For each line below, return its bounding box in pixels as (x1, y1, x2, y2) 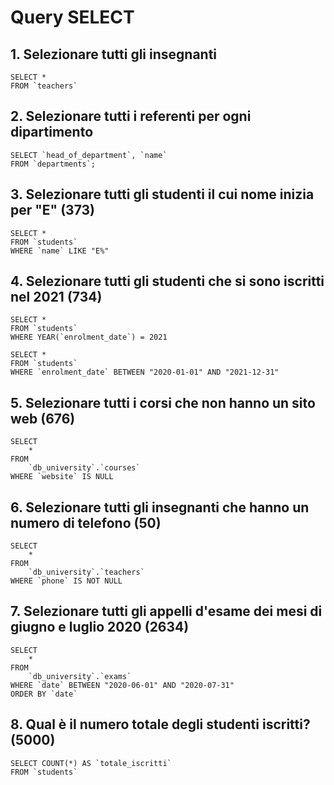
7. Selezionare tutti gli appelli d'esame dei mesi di (10, 603, 323, 620)
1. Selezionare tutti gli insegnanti (10, 46, 218, 63)
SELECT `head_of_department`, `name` (10, 150, 168, 160)
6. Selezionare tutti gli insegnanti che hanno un (10, 499, 310, 516)
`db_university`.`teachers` (28, 567, 145, 578)
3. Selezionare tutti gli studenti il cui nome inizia (10, 186, 315, 203)
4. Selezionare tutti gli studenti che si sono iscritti (10, 273, 325, 290)
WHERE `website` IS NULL (10, 472, 114, 482)
